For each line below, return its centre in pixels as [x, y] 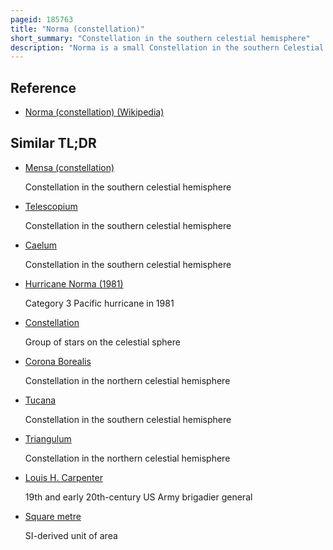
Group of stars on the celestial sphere [102, 342]
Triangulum [48, 438]
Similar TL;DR [53, 143]
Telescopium [51, 206]
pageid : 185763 [42, 19]
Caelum [40, 245]
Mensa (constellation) [69, 167]
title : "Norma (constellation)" [77, 29]
